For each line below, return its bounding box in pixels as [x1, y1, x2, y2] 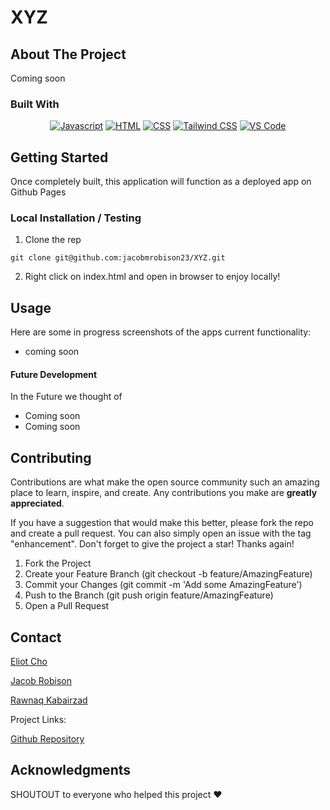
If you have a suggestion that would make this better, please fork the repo [10, 517, 314, 529]
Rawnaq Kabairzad [10, 694, 88, 706]
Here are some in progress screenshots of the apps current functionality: [10, 326, 312, 338]
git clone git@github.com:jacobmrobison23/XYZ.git [10, 253, 226, 263]
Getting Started [10, 149, 109, 166]
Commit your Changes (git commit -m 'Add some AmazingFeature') [24, 579, 303, 591]
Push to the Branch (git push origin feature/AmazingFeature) [24, 589, 274, 601]
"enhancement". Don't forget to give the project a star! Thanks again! [10, 538, 295, 550]
